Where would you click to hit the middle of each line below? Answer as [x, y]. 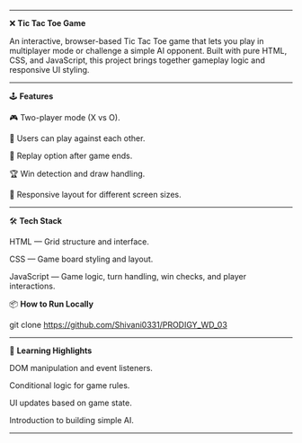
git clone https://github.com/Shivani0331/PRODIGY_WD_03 [118, 325]
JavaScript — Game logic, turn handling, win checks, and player [128, 276]
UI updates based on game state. [71, 403]
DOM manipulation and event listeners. [81, 368]
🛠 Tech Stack [36, 221]
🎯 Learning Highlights [51, 350]
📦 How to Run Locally [52, 304]
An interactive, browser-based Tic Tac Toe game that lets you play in [137, 41]
